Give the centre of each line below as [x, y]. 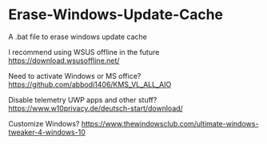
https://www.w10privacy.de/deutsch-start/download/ [96, 108]
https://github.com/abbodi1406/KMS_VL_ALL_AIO [90, 84]
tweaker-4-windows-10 [47, 132]
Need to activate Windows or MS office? [75, 76]
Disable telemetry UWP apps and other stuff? [83, 99]
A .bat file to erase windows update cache [78, 37]
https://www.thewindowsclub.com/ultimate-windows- [170, 123]
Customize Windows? [44, 123]
